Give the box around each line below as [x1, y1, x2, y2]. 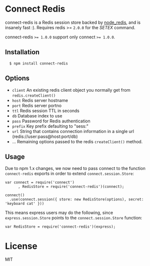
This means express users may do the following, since [5, 210, 114, 216]
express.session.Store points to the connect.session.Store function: [5, 215, 143, 221]
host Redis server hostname [12, 97, 68, 103]
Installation [5, 48, 40, 56]
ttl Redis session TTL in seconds [12, 108, 80, 114]
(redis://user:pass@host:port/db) [12, 133, 78, 139]
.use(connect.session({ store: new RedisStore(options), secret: [9, 197, 144, 202]
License [5, 240, 38, 251]
